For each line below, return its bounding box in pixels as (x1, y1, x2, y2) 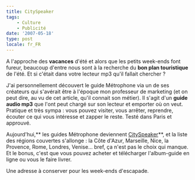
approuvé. (6, 119, 31, 126)
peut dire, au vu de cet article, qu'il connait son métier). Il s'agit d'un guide (6, 94, 188, 101)
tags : (6, 14, 19, 20)
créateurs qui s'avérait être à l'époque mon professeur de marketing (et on (6, 88, 188, 95)
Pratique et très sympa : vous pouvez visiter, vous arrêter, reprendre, (6, 107, 174, 114)
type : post (6, 36, 33, 42)
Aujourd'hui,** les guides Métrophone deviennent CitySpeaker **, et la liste (6, 130, 188, 138)
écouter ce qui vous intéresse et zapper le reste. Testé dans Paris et (6, 113, 173, 120)
